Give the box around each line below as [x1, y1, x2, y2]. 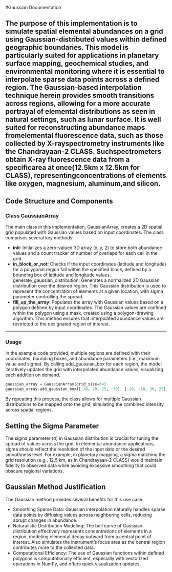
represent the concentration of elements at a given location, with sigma [12, 288, 163, 294]
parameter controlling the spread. [12, 294, 84, 300]
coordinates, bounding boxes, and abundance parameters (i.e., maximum [5, 356, 160, 362]
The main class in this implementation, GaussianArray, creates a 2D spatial [5, 224, 163, 230]
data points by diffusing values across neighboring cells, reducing [12, 512, 152, 518]
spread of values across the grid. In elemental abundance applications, [5, 440, 155, 446]
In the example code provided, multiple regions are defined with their [5, 350, 151, 356]
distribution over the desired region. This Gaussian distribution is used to [12, 283, 166, 289]
